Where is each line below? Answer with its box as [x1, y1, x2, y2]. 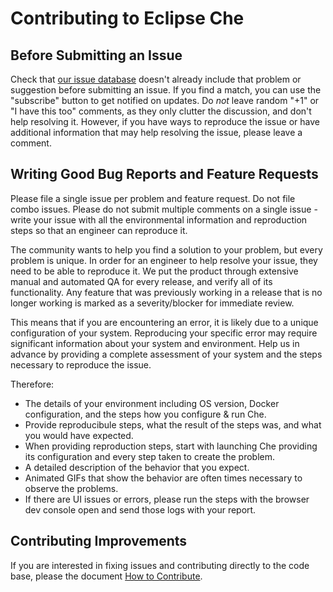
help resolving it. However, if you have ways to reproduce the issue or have [10, 116, 320, 127]
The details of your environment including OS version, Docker [24, 397, 280, 409]
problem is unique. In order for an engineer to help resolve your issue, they [10, 254, 318, 266]
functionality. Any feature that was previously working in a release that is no [10, 286, 323, 298]
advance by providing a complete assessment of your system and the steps [10, 348, 323, 360]
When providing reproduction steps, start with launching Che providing [24, 440, 318, 452]
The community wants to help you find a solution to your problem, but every [10, 243, 323, 256]
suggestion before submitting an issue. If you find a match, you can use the [10, 84, 322, 96]
